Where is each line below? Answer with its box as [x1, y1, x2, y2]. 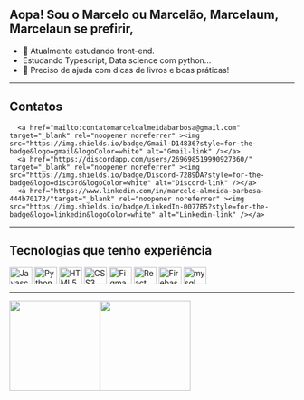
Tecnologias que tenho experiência [9, 243, 213, 258]
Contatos [9, 99, 63, 115]
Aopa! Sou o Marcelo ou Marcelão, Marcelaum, [9, 7, 279, 23]
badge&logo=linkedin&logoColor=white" [9, 209, 156, 219]
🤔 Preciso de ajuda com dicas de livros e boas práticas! [22, 64, 230, 75]
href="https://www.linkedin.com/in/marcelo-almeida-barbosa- [29, 186, 265, 195]
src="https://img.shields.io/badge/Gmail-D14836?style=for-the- [9, 139, 257, 148]
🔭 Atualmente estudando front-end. [22, 45, 156, 56]
